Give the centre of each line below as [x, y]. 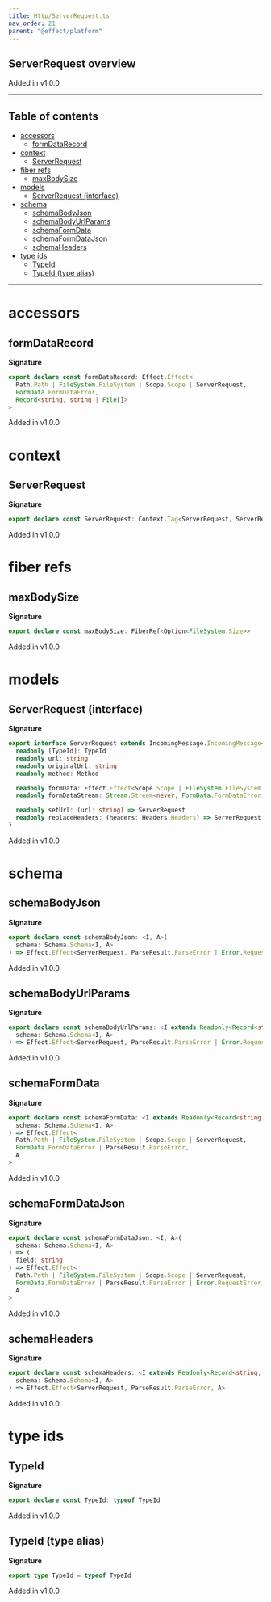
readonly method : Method [57, 774]
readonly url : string [52, 758]
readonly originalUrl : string [66, 766]
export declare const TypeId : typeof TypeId [84, 1500]
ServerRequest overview [72, 63]
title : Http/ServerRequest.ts [59, 16]
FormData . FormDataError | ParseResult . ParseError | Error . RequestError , [140, 1283]
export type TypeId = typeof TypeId [70, 1575]
